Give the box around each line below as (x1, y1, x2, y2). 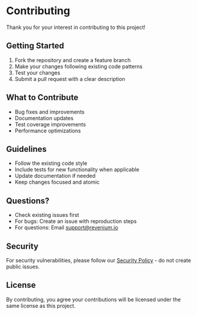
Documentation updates (14, 114, 74, 122)
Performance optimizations (14, 127, 81, 134)
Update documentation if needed (14, 173, 96, 180)
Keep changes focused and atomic (14, 178, 100, 186)
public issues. (6, 263, 40, 270)
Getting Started (6, 41, 64, 51)
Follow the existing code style (14, 160, 88, 167)
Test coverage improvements (14, 121, 86, 128)
